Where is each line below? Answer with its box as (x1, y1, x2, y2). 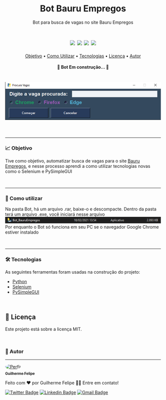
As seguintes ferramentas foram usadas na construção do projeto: (5, 269, 140, 275)
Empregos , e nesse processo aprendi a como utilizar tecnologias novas (5, 163, 151, 169)
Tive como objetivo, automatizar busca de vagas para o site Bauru (5, 158, 140, 163)
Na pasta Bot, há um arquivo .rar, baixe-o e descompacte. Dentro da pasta (5, 206, 157, 212)
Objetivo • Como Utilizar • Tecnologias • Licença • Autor (25, 53, 141, 59)
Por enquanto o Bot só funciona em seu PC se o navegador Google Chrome (5, 224, 159, 230)
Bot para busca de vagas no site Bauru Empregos (33, 19, 133, 25)
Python (12, 279, 27, 284)
